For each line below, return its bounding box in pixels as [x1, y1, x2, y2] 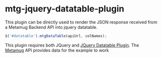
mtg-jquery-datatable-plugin [5, 3, 124, 14]
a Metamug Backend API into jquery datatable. [5, 24, 98, 30]
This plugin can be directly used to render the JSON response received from [5, 19, 158, 25]
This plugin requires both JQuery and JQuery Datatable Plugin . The [5, 42, 139, 48]
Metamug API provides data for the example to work [5, 47, 109, 53]
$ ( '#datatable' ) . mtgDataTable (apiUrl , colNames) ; [5, 34, 107, 38]
